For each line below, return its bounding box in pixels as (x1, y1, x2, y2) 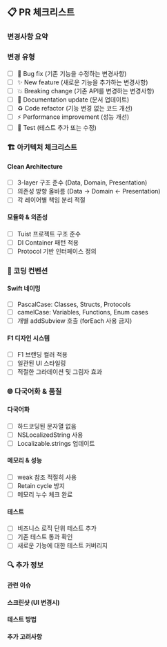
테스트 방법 (7, 615, 37, 623)
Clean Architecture (7, 162, 63, 171)
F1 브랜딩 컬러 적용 (17, 350, 68, 359)
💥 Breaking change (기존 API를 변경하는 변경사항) (17, 86, 155, 95)
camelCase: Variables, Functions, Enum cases (17, 308, 148, 316)
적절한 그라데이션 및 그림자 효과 (17, 368, 102, 376)
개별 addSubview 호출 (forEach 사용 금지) (17, 317, 132, 325)
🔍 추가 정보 (7, 561, 43, 570)
